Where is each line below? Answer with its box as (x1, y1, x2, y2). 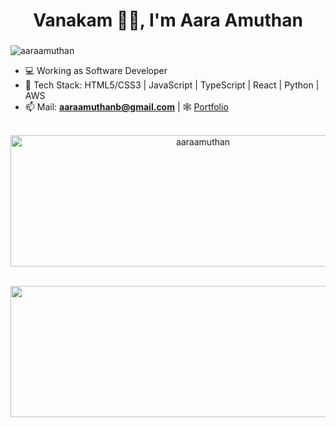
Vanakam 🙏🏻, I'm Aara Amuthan (33, 9, 303, 32)
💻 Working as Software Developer (24, 65, 168, 77)
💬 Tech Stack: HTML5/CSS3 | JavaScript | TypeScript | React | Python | (24, 79, 320, 91)
